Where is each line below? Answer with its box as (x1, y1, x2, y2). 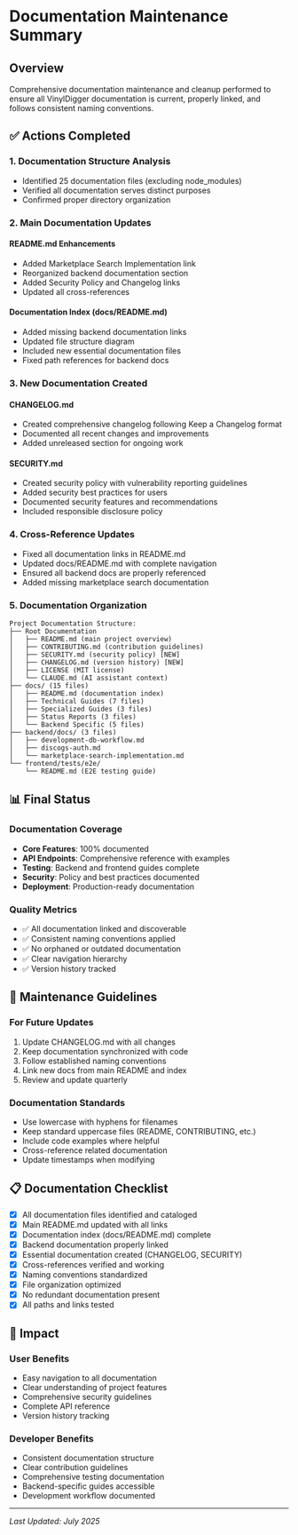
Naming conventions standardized (21, 1269, 148, 1280)
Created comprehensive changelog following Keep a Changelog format (21, 419, 282, 430)
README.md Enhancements (9, 238, 116, 250)
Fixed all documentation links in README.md (21, 548, 186, 559)
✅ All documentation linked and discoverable (21, 923, 187, 934)
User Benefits (9, 1352, 70, 1364)
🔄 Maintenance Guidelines (9, 990, 158, 1005)
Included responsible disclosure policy (21, 506, 163, 517)
